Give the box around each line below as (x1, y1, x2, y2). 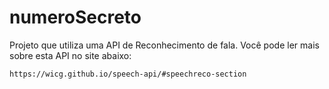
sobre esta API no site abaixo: (9, 49, 132, 61)
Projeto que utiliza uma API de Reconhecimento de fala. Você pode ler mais (9, 39, 320, 51)
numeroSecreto (9, 6, 142, 29)
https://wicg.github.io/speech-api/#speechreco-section (9, 69, 247, 79)
